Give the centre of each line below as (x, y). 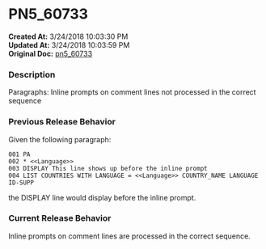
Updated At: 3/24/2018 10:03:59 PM (69, 44)
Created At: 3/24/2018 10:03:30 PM (68, 36)
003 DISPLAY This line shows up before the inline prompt (108, 168)
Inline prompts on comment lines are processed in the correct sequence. (129, 236)
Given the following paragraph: (60, 139)
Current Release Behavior (60, 218)
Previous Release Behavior (62, 122)
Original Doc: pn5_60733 (51, 53)
